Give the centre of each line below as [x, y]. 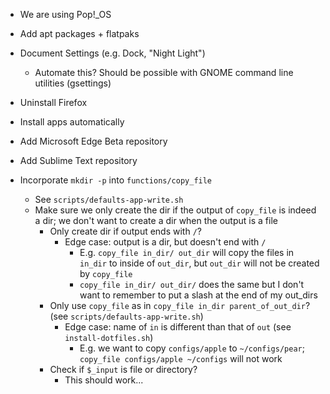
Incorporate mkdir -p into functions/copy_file [116, 180]
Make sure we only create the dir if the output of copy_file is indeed [175, 210]
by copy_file [106, 273]
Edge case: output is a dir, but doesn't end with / [165, 242]
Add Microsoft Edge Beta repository [93, 141]
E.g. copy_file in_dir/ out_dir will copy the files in [187, 252]
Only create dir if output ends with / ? [125, 231]
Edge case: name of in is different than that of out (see [178, 327]
